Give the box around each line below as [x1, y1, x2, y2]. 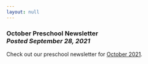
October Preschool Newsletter [6, 29, 98, 37]
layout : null [6, 9, 40, 15]
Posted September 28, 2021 [6, 37, 91, 45]
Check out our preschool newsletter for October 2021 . [6, 50, 142, 58]
